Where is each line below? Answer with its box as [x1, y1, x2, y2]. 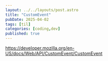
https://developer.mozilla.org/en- [5, 45, 75, 51]
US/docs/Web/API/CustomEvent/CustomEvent [5, 50, 103, 56]
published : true [5, 31, 40, 36]
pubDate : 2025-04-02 [5, 17, 49, 22]
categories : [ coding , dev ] [5, 26, 60, 32]
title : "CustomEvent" [5, 12, 51, 17]
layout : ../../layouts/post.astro [5, 7, 79, 13]
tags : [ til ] [5, 21, 31, 27]
